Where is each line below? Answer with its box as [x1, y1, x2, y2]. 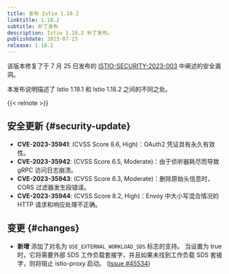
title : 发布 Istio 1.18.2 [7, 10, 79, 17]
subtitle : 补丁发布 [7, 23, 59, 30]
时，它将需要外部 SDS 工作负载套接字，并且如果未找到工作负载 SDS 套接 [16, 251, 223, 259]
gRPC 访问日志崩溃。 [16, 166, 77, 174]
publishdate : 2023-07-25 [7, 36, 78, 43]
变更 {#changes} [7, 222, 80, 234]
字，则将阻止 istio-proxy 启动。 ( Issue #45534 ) [16, 259, 151, 267]
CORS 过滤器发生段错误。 [16, 183, 91, 191]
